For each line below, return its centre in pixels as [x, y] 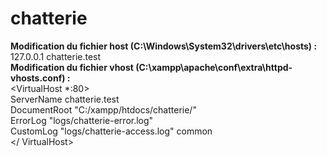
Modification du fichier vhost [72, 67]
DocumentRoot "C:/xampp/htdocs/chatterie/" [103, 109]
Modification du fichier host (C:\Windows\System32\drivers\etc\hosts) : [164, 46]
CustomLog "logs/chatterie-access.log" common [111, 131]
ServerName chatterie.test [65, 99]
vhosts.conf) [38, 78]
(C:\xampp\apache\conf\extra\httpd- [214, 67]
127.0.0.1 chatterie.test [56, 56]
